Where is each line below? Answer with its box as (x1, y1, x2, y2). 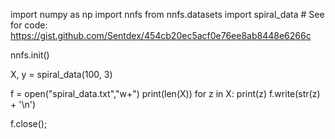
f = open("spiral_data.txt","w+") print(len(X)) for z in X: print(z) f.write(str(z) (10, 88, 321, 99)
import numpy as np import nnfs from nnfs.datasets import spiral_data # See (10, 9, 325, 20)
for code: (10, 19, 48, 31)
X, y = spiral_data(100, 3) (10, 69, 113, 80)
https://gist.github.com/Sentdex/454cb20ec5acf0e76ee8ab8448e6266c (10, 30, 312, 41)
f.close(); (10, 118, 48, 129)
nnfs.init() (10, 49, 50, 61)
